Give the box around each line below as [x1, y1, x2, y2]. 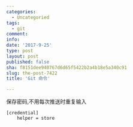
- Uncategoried [11, 14, 50, 20]
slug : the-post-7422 [6, 70, 58, 76]
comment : [6, 31, 28, 37]
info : [6, 37, 20, 43]
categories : [6, 8, 36, 15]
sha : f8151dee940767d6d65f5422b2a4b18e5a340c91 [6, 64, 128, 71]
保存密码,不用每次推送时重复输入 [6, 98, 87, 105]
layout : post [6, 53, 39, 59]
